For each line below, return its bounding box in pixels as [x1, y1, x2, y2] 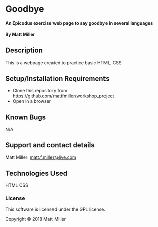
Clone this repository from [12, 88, 67, 93]
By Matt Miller [5, 31, 35, 38]
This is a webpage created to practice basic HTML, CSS [5, 60, 122, 66]
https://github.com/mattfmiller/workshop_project [12, 93, 114, 99]
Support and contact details [5, 141, 95, 149]
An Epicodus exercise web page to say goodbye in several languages [5, 20, 153, 26]
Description [5, 46, 43, 54]
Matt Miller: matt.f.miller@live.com [5, 154, 77, 160]
